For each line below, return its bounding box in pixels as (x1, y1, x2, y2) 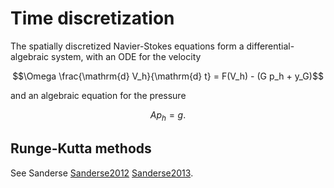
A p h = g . (149, 108, 187, 123)
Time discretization (10, 7, 175, 30)
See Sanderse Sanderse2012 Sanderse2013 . (10, 167, 194, 179)
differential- (246, 40, 295, 52)
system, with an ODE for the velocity (51, 50, 202, 62)
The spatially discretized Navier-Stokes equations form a (10, 40, 245, 52)
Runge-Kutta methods (10, 140, 152, 157)
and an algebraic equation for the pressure (10, 89, 187, 101)
